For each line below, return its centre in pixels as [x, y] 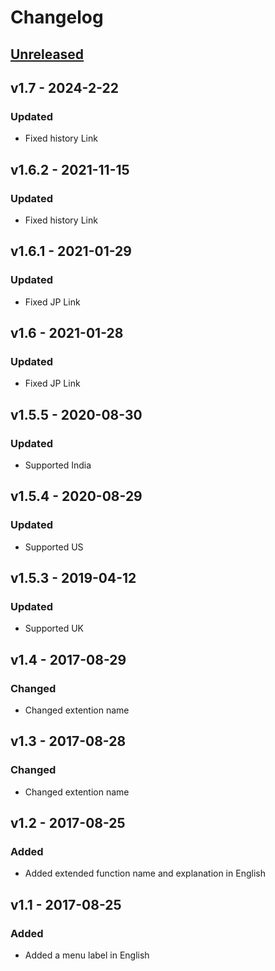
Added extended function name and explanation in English [145, 873]
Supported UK [54, 628]
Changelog [57, 17]
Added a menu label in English [87, 955]
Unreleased [47, 54]
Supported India [58, 465]
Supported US [54, 547]
